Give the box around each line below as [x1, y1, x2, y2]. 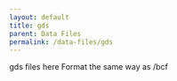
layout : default [9, 12, 69, 22]
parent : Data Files [9, 29, 82, 38]
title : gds [9, 21, 50, 30]
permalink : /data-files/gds [9, 37, 114, 47]
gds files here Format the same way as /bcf [9, 62, 169, 72]
